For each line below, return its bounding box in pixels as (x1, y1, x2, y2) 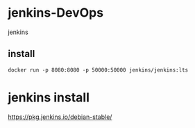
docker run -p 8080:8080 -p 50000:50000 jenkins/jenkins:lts (8, 66, 189, 74)
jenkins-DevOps (8, 5, 103, 21)
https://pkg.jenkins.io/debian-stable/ (8, 113, 112, 121)
